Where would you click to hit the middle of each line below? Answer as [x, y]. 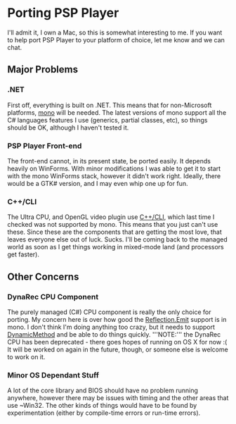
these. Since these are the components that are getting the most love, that [115, 232]
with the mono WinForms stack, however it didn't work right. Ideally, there [114, 176]
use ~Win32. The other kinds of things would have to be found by [102, 406]
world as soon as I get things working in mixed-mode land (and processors [116, 247]
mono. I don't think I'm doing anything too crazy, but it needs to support [111, 327]
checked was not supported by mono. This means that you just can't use [113, 225]
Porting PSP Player [63, 13]
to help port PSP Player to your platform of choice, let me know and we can [116, 39]
